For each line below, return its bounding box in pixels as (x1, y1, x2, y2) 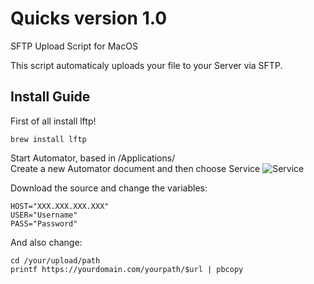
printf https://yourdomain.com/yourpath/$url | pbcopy (10, 264, 244, 274)
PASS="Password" (10, 218, 78, 229)
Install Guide (10, 88, 91, 106)
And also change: (10, 236, 83, 248)
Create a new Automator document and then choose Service (10, 162, 261, 174)
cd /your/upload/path (10, 255, 101, 266)
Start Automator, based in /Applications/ (10, 152, 176, 164)
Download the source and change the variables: (10, 182, 208, 194)
